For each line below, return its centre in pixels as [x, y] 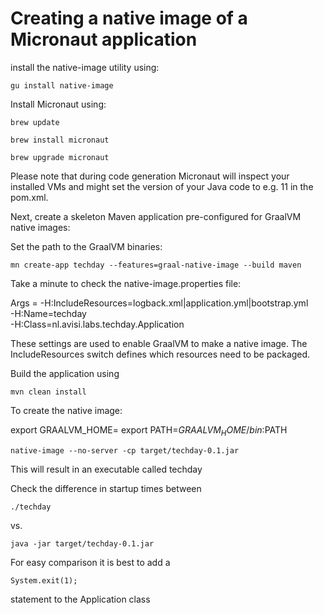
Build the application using [65, 373]
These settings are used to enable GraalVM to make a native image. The [159, 343]
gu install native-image [62, 85]
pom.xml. [29, 197]
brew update [35, 122]
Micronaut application [104, 39]
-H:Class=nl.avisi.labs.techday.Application [97, 324]
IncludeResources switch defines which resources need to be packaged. [160, 354]
